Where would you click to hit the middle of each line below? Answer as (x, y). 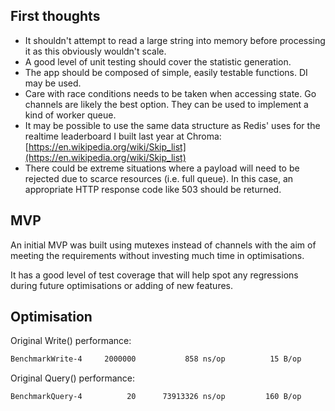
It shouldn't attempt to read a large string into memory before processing (175, 40)
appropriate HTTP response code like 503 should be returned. (153, 189)
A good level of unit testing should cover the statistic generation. (158, 61)
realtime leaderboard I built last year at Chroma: (123, 136)
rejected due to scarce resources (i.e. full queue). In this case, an (159, 178)
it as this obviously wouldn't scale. (95, 51)
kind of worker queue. (70, 115)
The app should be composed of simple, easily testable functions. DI (166, 72)
